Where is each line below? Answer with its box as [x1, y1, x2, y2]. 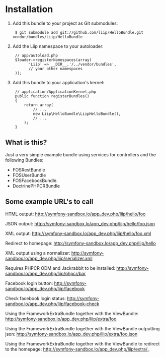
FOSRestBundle [12, 166, 45, 172]
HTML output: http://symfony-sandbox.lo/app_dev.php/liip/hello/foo [5, 211, 146, 217]
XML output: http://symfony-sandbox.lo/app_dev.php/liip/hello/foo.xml [5, 230, 151, 236]
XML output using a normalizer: [5, 250, 70, 256]
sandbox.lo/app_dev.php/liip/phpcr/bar [5, 270, 86, 276]
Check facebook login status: [5, 295, 66, 301]
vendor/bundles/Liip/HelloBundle [12, 34, 83, 39]
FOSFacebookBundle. [12, 177, 58, 184]
